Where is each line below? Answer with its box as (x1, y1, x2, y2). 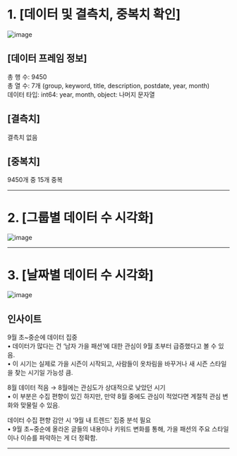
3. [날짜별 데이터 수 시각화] (7, 267, 154, 283)
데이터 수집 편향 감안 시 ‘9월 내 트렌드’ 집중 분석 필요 (7, 416, 152, 424)
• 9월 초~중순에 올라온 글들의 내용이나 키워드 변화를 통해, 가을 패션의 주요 (7, 425, 210, 433)
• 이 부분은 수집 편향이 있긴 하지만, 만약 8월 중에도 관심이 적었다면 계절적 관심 (7, 392, 221, 401)
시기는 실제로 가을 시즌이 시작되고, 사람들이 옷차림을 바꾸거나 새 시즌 (20, 359, 208, 368)
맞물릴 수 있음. (20, 401, 60, 409)
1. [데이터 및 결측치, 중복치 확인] (7, 6, 181, 23)
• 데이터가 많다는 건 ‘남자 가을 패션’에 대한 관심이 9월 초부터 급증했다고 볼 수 (7, 342, 217, 350)
